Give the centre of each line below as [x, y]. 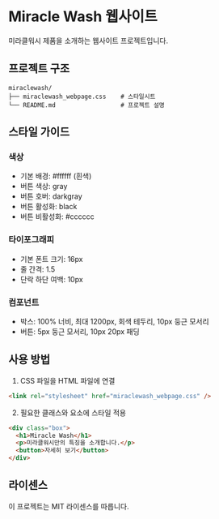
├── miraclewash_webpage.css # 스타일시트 [82, 97]
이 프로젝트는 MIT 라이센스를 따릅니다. [69, 506]
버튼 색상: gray [44, 187]
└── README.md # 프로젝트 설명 [87, 105]
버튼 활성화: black [48, 207]
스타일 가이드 [39, 132]
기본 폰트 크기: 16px [51, 259]
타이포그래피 [32, 240]
